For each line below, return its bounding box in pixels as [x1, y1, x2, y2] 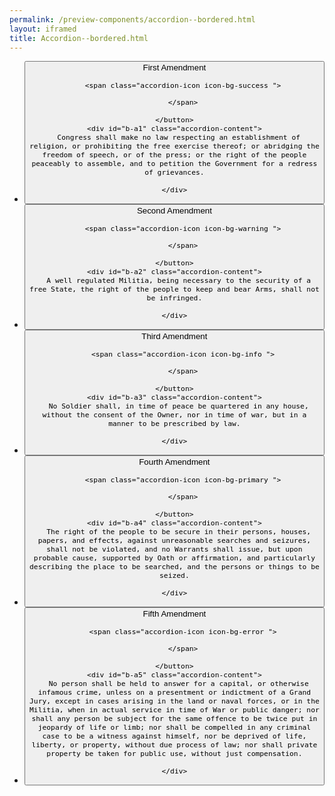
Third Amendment [141, 331, 208, 342]
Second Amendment [136, 206, 212, 216]
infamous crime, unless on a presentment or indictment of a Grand [37, 687, 312, 697]
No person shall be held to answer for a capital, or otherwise [48, 678, 309, 688]
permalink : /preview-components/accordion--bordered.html [9, 14, 256, 25]
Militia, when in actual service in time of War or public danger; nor [29, 704, 320, 715]
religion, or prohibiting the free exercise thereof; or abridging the [29, 141, 320, 151]
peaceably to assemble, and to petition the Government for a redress [31, 159, 318, 169]
